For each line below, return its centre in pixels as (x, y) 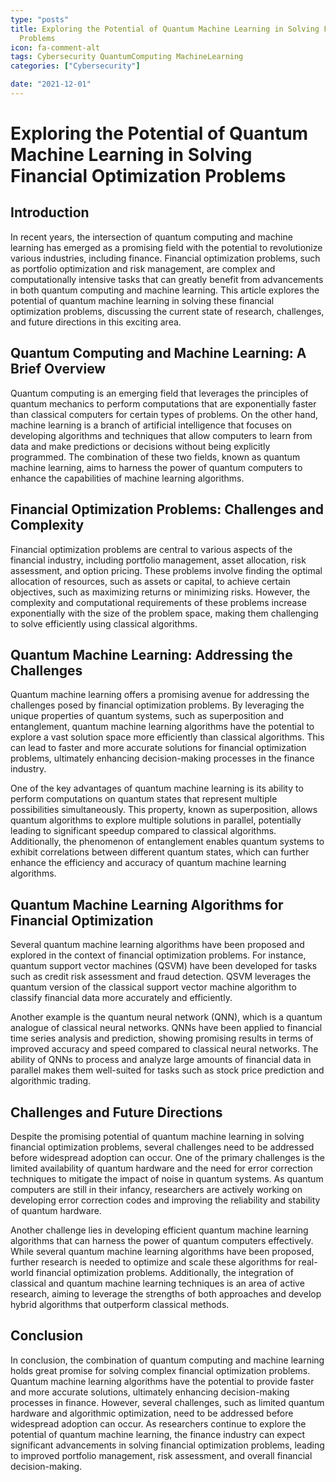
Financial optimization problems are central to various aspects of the (151, 549)
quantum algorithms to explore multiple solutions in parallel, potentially (156, 820)
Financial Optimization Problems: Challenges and (167, 509)
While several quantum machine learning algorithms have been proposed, (162, 1251)
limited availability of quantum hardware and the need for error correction (161, 1168)
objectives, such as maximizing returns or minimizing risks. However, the (160, 592)
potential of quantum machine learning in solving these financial (142, 300)
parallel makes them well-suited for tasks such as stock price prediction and (167, 1070)
